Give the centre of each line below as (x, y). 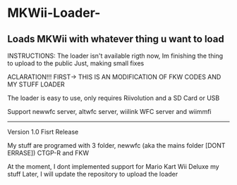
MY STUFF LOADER (36, 84)
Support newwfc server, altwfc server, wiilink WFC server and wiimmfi (109, 111)
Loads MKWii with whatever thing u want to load (116, 39)
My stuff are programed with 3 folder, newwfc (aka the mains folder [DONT (116, 145)
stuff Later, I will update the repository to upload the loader (93, 174)
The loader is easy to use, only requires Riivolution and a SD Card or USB (114, 98)
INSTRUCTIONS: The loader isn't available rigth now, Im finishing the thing (115, 56)
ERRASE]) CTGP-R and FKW (48, 153)
